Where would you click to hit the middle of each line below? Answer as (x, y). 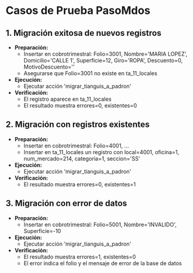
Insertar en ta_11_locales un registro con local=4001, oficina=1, (101, 152)
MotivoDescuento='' (49, 67)
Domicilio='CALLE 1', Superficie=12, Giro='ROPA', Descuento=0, (103, 60)
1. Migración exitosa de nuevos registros (84, 33)
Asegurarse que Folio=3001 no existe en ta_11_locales (90, 73)
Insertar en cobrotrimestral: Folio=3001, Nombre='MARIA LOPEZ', (105, 54)
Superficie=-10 (42, 231)
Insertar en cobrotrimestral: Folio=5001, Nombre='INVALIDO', (100, 224)
